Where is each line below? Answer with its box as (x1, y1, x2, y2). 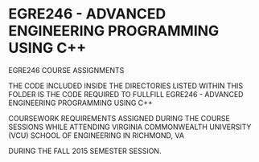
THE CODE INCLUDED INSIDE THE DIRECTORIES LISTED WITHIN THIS (8, 81, 244, 91)
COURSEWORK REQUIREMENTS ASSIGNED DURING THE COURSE (8, 113, 231, 123)
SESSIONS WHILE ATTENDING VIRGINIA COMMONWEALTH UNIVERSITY (8, 122, 252, 132)
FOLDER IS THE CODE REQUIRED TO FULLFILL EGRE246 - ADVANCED (8, 89, 244, 99)
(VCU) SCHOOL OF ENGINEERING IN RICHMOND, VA (8, 130, 185, 140)
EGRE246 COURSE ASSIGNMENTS (8, 65, 125, 75)
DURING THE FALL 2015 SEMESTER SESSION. (8, 146, 162, 156)
